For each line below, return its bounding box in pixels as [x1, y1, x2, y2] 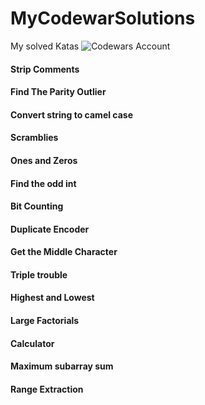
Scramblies [10, 132, 59, 144]
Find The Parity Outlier [10, 86, 107, 98]
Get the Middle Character [10, 246, 118, 258]
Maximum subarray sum [10, 360, 114, 372]
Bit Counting [10, 200, 64, 212]
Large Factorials [10, 315, 80, 327]
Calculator [10, 337, 55, 349]
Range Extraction [10, 383, 84, 395]
